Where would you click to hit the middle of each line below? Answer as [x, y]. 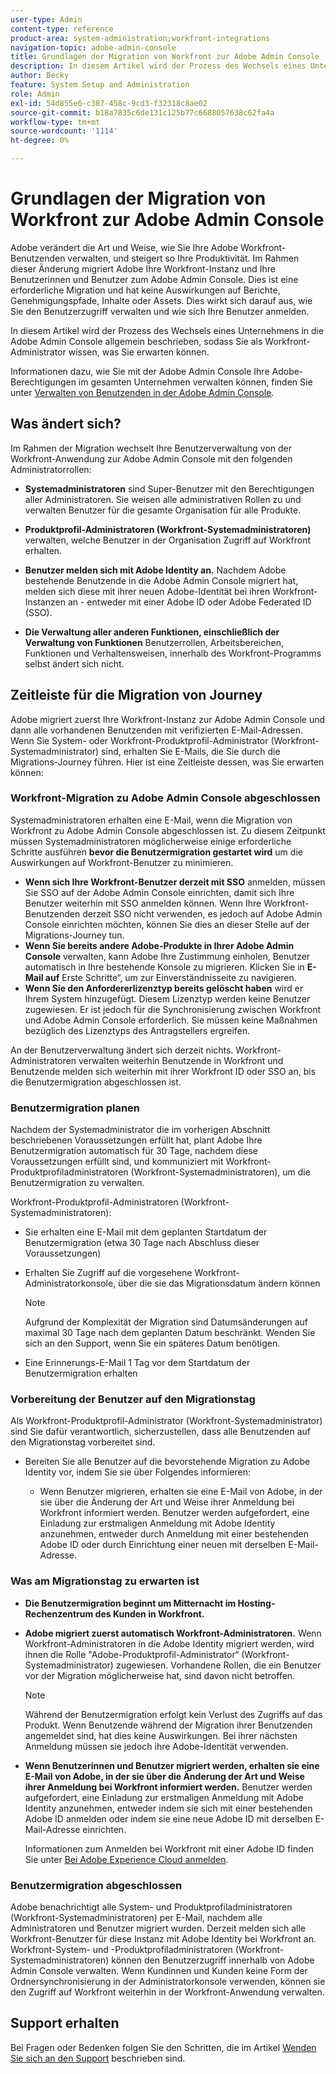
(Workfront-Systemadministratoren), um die [220, 1172]
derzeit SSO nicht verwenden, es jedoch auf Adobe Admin [202, 913]
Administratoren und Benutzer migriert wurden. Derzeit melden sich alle [158, 1928]
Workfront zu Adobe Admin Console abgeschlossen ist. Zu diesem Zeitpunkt [168, 830]
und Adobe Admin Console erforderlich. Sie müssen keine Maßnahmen [171, 1020]
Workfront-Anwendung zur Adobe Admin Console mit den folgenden [151, 458]
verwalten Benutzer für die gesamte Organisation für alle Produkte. [163, 510]
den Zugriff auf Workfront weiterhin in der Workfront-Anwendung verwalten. [167, 1992]
